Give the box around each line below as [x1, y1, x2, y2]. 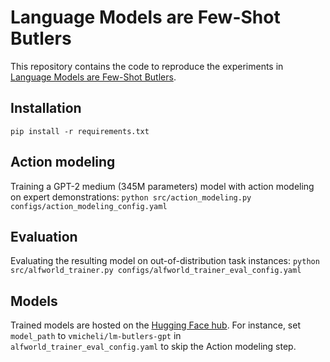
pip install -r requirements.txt [10, 126, 150, 136]
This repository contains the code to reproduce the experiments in [10, 60, 284, 72]
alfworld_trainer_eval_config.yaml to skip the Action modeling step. [10, 341, 297, 353]
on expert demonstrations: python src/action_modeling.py [10, 191, 252, 203]
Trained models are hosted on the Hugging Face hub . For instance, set [10, 319, 302, 331]
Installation [10, 100, 82, 117]
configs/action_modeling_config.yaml [10, 201, 168, 211]
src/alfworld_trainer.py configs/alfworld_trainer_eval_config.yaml [10, 266, 302, 276]
